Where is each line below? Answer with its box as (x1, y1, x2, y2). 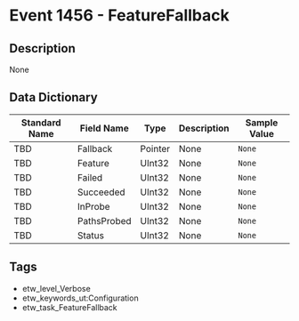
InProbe (77, 200, 110, 213)
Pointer (140, 142, 171, 155)
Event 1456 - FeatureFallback (9, 5, 230, 26)
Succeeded (77, 186, 126, 198)
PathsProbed (77, 214, 132, 227)
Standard (20, 116, 61, 129)
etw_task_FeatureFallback (21, 301, 117, 312)
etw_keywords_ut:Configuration (21, 293, 140, 303)
